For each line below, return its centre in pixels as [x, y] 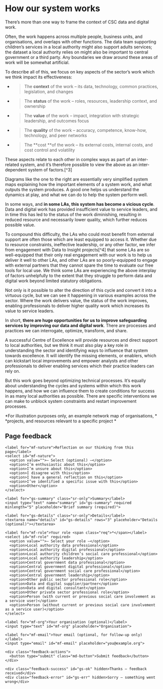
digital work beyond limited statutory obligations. [54, 281]
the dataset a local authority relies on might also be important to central [77, 52]
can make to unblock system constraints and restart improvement [71, 401]
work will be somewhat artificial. [37, 62]
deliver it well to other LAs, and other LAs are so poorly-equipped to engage [81, 260]
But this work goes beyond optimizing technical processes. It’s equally [75, 381]
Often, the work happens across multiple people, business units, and [74, 36]
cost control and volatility [50, 150]
